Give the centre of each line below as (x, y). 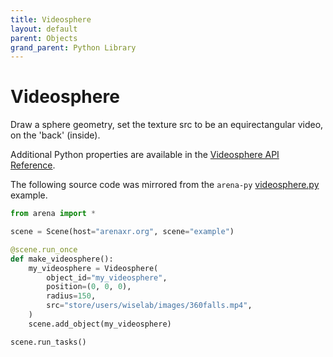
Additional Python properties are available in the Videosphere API (145, 155)
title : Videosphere (51, 19)
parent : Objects (44, 38)
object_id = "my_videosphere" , (107, 277)
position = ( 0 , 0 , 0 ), (89, 287)
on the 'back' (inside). (55, 135)
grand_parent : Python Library (73, 47)
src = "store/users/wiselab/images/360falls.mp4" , (149, 306)
